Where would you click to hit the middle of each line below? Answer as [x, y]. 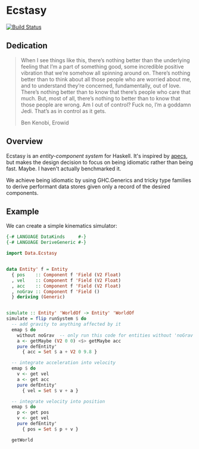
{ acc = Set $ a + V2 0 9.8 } [59, 352]
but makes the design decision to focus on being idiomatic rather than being [100, 162]
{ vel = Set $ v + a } [50, 390]
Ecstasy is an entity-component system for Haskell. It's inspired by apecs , [97, 155]
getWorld [22, 440]
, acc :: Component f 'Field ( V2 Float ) [66, 286]
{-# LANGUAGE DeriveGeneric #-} [46, 243]
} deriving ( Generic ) [38, 297]
